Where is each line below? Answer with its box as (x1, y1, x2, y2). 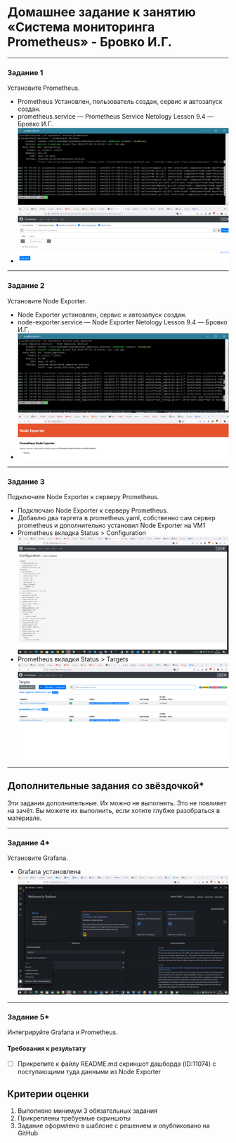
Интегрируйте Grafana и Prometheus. (7, 1028, 118, 1036)
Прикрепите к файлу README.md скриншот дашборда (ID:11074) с (17, 1059, 216, 1068)
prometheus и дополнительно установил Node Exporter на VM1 (17, 521, 206, 530)
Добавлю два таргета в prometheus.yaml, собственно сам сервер (17, 514, 216, 522)
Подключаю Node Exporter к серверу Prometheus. (17, 506, 169, 515)
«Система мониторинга (7, 19, 155, 35)
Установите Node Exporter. (7, 296, 87, 305)
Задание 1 (7, 67, 44, 77)
